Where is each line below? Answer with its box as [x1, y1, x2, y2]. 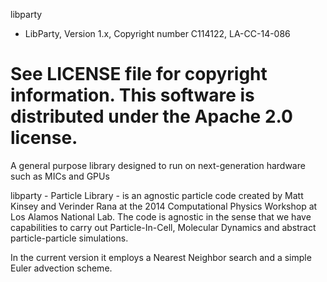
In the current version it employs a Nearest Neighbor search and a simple [10, 251, 312, 263]
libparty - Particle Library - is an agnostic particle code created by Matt [10, 189, 304, 201]
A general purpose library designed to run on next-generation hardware [10, 159, 306, 171]
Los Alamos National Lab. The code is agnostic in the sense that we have [10, 210, 312, 223]
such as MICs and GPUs [10, 170, 110, 182]
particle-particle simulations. [10, 232, 129, 244]
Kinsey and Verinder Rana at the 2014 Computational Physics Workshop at [10, 200, 318, 212]
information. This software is [10, 84, 255, 107]
